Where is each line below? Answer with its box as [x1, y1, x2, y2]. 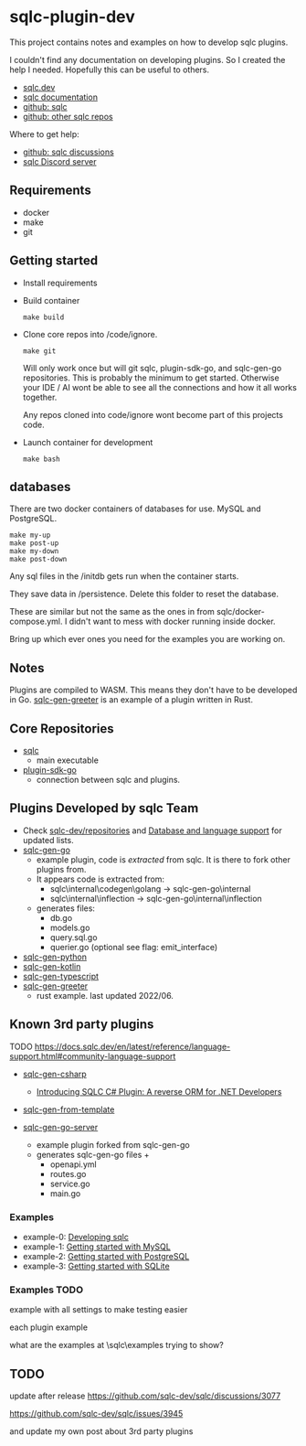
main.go [49, 1187, 81, 1199]
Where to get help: [9, 128, 79, 139]
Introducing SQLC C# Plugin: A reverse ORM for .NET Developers [36, 1086, 282, 1097]
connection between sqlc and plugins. [36, 775, 181, 785]
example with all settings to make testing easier [9, 1304, 188, 1315]
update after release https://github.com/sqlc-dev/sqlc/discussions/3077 [9, 1390, 281, 1401]
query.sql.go [49, 931, 98, 943]
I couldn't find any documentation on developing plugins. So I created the [9, 54, 286, 65]
